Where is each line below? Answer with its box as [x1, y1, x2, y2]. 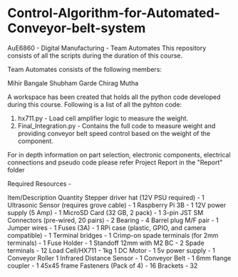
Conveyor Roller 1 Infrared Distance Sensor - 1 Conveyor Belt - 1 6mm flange [7, 254, 232, 262]
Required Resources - [7, 179, 71, 188]
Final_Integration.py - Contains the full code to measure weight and [17, 121, 216, 130]
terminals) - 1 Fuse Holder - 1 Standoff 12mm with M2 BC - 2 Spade [7, 239, 205, 247]
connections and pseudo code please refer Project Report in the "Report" [7, 158, 223, 167]
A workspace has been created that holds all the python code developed [7, 93, 221, 101]
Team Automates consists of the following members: [7, 65, 162, 73]
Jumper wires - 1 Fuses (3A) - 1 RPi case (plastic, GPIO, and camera [7, 223, 207, 232]
